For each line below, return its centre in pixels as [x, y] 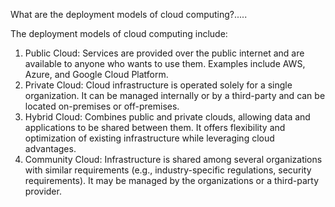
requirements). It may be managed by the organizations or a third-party [172, 180]
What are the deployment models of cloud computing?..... [129, 14]
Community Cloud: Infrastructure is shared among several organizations [173, 159]
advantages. [50, 148]
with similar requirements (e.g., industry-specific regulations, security [168, 170]
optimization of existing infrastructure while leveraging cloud [149, 138]
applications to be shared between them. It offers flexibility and [155, 127]
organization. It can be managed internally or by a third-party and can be [175, 95]
